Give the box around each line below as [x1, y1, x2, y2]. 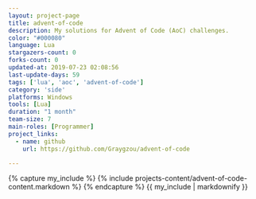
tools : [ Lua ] [8, 100, 52, 108]
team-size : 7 [8, 115, 52, 123]
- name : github [15, 137, 66, 146]
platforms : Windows [8, 93, 73, 101]
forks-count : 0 [8, 57, 59, 64]
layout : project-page [8, 11, 80, 20]
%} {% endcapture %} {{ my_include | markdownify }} [71, 182, 248, 192]
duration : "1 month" [8, 108, 77, 116]
